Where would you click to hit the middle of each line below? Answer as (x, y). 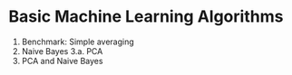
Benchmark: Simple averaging (78, 42)
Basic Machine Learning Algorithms (146, 17)
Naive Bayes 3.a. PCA (62, 51)
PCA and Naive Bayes (62, 61)
